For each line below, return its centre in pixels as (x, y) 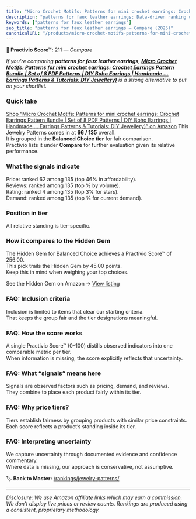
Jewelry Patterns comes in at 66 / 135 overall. (61, 133)
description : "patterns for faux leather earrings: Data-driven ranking (96, 17)
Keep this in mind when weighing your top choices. (67, 272)
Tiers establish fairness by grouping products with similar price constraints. (97, 420)
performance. (22, 151)
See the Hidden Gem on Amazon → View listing (63, 284)
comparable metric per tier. (39, 352)
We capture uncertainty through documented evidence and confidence (92, 454)
